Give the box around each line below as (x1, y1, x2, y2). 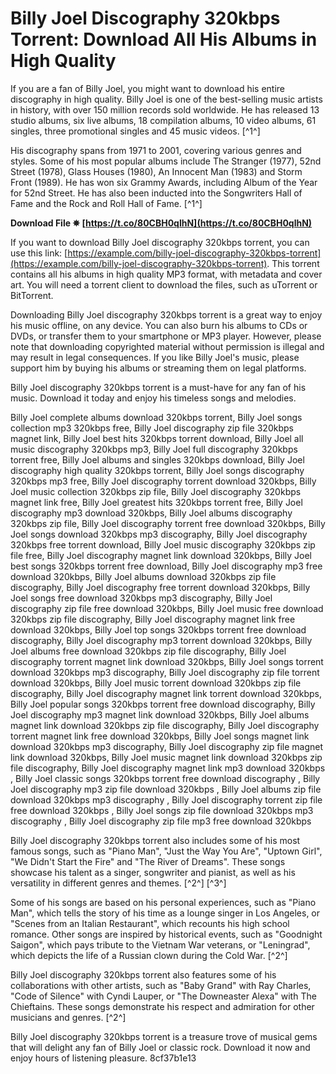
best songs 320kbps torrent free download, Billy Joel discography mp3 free (10, 560, 323, 572)
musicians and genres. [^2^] (10, 1011, 127, 1023)
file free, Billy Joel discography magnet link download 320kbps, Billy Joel (10, 549, 312, 561)
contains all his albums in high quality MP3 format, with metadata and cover (10, 268, 323, 280)
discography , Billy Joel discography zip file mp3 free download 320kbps (10, 815, 312, 827)
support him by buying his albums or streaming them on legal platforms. (10, 362, 307, 374)
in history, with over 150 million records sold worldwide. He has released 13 (10, 103, 320, 116)
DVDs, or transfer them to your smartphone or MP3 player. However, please (10, 330, 322, 342)
